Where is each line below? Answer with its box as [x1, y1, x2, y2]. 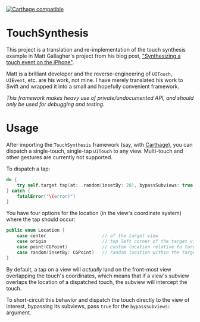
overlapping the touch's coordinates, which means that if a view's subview [6, 272, 189, 279]
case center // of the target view [17, 233, 159, 239]
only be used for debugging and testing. [6, 100, 105, 108]
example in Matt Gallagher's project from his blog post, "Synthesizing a [6, 52, 181, 59]
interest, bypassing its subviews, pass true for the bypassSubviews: [6, 302, 171, 310]
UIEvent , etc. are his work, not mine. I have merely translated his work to [6, 76, 183, 83]
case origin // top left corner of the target [17, 238, 187, 244]
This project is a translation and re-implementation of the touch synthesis [6, 46, 186, 53]
